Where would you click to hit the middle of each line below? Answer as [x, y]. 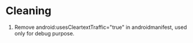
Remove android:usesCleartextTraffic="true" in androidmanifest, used [100, 27]
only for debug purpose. [44, 33]
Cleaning [28, 11]
